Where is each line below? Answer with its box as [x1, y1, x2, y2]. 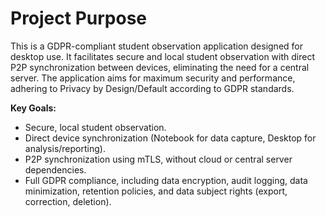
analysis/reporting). [24, 142, 106, 154]
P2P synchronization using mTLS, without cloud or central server [24, 153, 293, 165]
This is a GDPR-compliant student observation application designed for [10, 40, 304, 52]
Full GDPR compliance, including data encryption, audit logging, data [24, 174, 308, 186]
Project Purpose [10, 7, 148, 30]
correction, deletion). [24, 195, 112, 207]
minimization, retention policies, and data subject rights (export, [24, 185, 288, 197]
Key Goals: [10, 102, 57, 114]
